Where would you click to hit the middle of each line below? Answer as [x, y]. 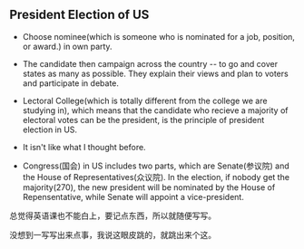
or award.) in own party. [67, 46]
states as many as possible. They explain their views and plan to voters [155, 73]
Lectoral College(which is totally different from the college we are [145, 101]
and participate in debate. [71, 83]
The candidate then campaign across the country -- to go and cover [150, 63]
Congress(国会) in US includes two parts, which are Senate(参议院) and [156, 166]
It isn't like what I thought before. [84, 147]
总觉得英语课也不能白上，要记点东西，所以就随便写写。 [113, 215]
